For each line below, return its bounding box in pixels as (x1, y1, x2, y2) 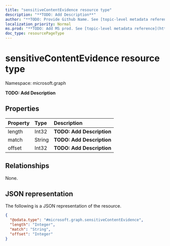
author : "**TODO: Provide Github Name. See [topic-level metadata (5, 17, 148, 22)
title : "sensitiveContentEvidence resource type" (5, 7, 112, 13)
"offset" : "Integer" (10, 231, 53, 236)
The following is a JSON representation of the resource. (5, 203, 121, 209)
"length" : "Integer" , (10, 222, 56, 227)
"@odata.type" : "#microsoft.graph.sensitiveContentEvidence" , (10, 218, 144, 223)
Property (8, 119, 30, 126)
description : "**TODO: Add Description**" (5, 12, 96, 17)
